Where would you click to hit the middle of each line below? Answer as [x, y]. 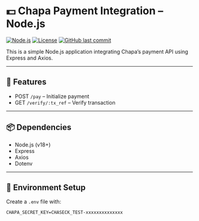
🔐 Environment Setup [46, 187]
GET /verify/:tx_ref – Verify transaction [65, 102]
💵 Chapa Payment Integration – [85, 11]
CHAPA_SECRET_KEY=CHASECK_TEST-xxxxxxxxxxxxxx [65, 213]
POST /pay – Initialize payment [52, 96]
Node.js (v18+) [33, 144]
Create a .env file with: [34, 201]
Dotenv [23, 163]
